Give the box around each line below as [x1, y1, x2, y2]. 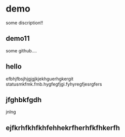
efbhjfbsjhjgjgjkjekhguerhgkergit [6, 76, 74, 82]
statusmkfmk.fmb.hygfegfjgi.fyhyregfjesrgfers [6, 81, 102, 87]
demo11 [6, 34, 30, 43]
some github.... [6, 47, 37, 53]
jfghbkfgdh [6, 95, 42, 104]
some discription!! [6, 20, 44, 26]
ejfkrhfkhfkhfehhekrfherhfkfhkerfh [6, 123, 120, 132]
